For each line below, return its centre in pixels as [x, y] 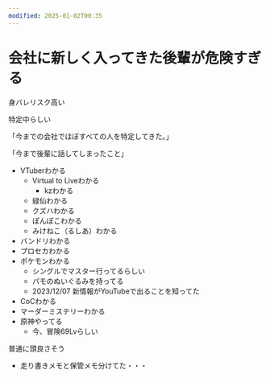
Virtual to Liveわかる [66, 180]
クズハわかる [53, 211]
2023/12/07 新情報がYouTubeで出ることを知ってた [116, 291]
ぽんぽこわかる [57, 220]
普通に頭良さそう [37, 348]
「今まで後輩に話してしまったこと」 [69, 153]
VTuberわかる [43, 171]
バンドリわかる [45, 240]
